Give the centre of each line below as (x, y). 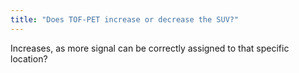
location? (29, 58)
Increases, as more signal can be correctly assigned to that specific (150, 48)
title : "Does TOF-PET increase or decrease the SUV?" (125, 19)
